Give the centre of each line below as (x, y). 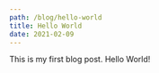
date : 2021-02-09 (42, 34)
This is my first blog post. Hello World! (80, 60)
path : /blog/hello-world (56, 17)
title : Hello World (46, 26)
